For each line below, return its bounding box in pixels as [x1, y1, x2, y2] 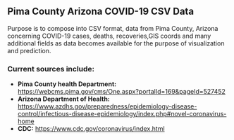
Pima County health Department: [17, 80, 117, 88]
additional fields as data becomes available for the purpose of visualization [7, 38, 225, 48]
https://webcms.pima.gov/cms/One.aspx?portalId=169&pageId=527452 [17, 87, 226, 96]
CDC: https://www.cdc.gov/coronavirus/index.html [17, 125, 165, 133]
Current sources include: [7, 64, 95, 73]
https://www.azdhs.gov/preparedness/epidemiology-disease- [17, 102, 197, 111]
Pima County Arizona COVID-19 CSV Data [7, 6, 195, 17]
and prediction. [7, 46, 51, 55]
